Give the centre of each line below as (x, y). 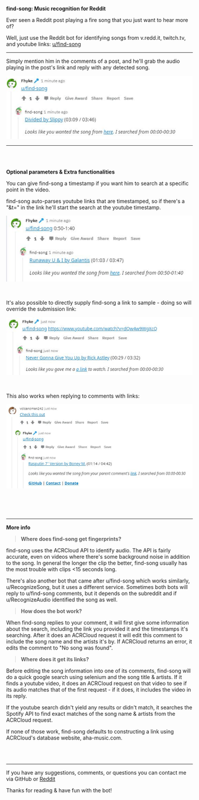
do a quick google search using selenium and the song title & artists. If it (94, 677)
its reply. (17, 696)
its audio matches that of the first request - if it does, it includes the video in (99, 689)
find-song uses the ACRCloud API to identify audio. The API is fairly (89, 550)
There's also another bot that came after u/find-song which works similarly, (98, 581)
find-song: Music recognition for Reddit (56, 9)
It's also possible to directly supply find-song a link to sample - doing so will (99, 302)
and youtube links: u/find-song (44, 44)
